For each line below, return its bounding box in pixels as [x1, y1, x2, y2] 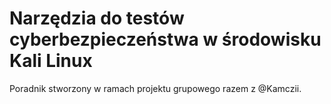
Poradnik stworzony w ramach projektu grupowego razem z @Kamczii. [9, 82, 302, 94]
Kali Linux [9, 50, 93, 72]
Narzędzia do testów [9, 7, 185, 30]
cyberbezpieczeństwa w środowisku [9, 28, 322, 51]
